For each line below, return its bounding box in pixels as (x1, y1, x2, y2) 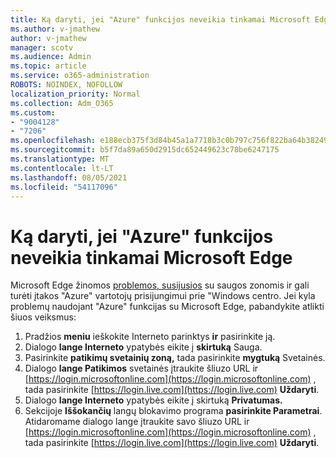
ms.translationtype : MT (10, 154, 110, 164)
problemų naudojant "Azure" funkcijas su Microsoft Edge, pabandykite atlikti (10, 301, 325, 313)
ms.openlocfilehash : (10, 136, 97, 146)
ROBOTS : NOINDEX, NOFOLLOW (10, 80, 123, 90)
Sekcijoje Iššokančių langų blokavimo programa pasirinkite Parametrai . (24, 405, 323, 417)
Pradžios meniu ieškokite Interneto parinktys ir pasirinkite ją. (24, 331, 276, 343)
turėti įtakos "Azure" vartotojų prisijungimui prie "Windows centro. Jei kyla (10, 290, 316, 302)
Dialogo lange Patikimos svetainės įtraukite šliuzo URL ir (24, 362, 259, 375)
